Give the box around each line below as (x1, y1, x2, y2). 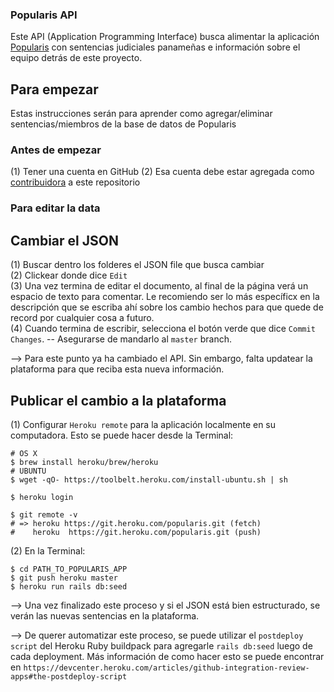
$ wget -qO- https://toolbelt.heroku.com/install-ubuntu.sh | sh (10, 474, 288, 485)
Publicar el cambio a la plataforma (10, 392, 227, 409)
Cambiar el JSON (10, 232, 119, 249)
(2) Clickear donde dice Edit (10, 269, 128, 282)
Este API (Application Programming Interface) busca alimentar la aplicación (10, 31, 320, 43)
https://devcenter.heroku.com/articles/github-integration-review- (23, 663, 310, 673)
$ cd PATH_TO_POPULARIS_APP (10, 564, 128, 574)
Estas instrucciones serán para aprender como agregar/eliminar (10, 108, 273, 120)
